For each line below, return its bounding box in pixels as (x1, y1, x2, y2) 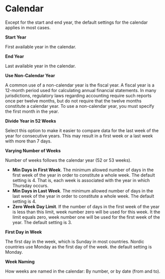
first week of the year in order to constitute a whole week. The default (12, 172, 155, 178)
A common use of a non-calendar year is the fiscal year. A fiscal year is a (5, 82, 155, 88)
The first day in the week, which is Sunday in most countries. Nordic (5, 238, 145, 244)
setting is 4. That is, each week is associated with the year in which (12, 177, 150, 183)
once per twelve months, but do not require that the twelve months (5, 97, 142, 104)
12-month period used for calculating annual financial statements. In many (5, 87, 157, 93)
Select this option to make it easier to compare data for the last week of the (5, 127, 159, 134)
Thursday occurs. (12, 183, 49, 188)
